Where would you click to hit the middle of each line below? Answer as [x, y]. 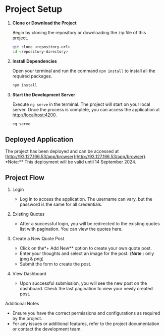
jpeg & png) [31, 259]
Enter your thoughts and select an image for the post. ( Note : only [87, 253]
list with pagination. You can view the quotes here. [71, 229]
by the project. [27, 319]
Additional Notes [22, 304]
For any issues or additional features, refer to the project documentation [86, 324]
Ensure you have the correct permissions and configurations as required [86, 313]
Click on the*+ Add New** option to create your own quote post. [86, 248]
